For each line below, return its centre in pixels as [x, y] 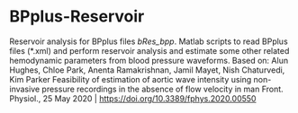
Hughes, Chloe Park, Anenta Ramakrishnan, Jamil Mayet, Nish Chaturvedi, [147, 70]
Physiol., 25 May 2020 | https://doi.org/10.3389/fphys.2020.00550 [133, 98]
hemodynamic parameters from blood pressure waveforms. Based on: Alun [149, 60]
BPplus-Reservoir [77, 17]
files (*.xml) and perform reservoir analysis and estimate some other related [149, 50]
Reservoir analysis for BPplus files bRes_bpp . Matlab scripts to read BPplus [149, 41]
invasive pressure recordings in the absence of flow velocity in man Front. [146, 89]
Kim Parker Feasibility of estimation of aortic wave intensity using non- [140, 79]
